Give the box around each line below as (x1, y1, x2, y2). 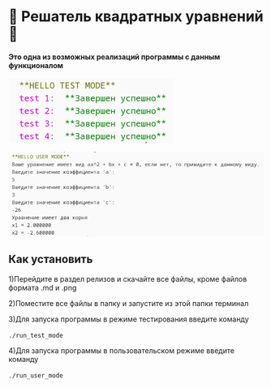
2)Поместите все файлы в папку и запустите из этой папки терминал (8, 298, 249, 308)
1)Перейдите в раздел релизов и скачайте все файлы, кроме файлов (8, 274, 247, 283)
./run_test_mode (8, 331, 63, 339)
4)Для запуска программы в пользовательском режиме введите (8, 345, 235, 356)
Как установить (8, 252, 93, 266)
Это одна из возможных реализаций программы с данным (8, 52, 221, 62)
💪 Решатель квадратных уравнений (8, 7, 264, 26)
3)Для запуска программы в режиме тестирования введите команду (8, 314, 249, 324)
